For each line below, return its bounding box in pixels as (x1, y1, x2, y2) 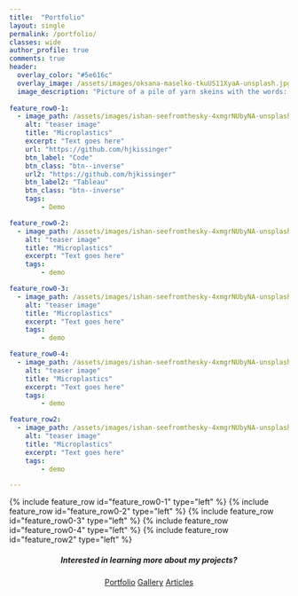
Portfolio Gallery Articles (105, 577, 193, 588)
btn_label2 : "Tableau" (25, 178, 109, 187)
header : (9, 63, 38, 72)
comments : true (9, 54, 66, 63)
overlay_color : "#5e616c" (17, 71, 114, 80)
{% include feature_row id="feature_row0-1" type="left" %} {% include (9, 497, 269, 507)
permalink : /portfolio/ (9, 29, 98, 38)
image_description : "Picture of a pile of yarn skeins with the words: (17, 87, 288, 96)
